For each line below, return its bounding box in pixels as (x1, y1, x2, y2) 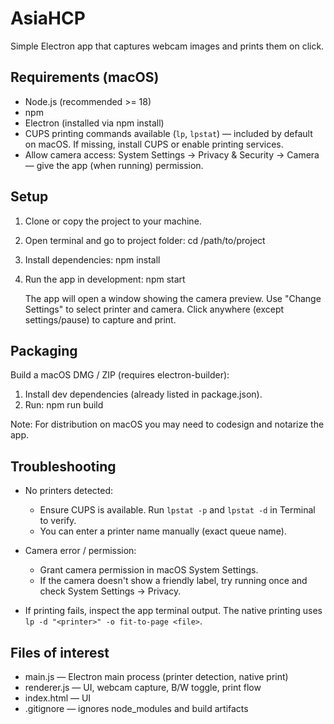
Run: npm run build (24, 399, 104, 411)
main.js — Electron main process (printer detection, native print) (24, 671, 289, 682)
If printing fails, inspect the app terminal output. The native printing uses (24, 605, 323, 617)
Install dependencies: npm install (24, 253, 161, 266)
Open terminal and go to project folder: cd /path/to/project (24, 234, 266, 246)
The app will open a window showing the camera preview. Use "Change (24, 292, 322, 304)
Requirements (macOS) (10, 69, 160, 86)
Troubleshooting (10, 458, 117, 475)
